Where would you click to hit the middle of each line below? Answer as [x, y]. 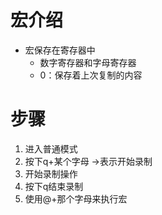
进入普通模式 [51, 148]
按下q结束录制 [54, 186]
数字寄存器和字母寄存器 [88, 62]
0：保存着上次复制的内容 [91, 75]
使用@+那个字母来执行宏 [76, 198]
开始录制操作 [51, 173]
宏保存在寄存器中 [60, 50]
